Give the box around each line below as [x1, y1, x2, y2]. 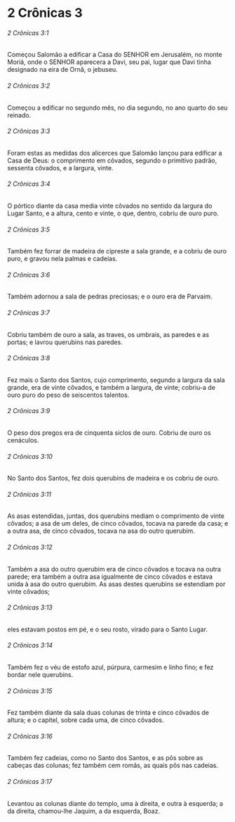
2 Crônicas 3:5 [7, 225, 51, 234]
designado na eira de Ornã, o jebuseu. [7, 65, 118, 74]
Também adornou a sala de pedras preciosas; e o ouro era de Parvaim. [7, 292, 213, 301]
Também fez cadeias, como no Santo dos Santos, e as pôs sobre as [7, 754, 203, 762]
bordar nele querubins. [7, 671, 74, 679]
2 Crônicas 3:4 [7, 179, 51, 188]
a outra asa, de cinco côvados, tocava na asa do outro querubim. [7, 526, 195, 536]
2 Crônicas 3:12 [7, 543, 53, 552]
